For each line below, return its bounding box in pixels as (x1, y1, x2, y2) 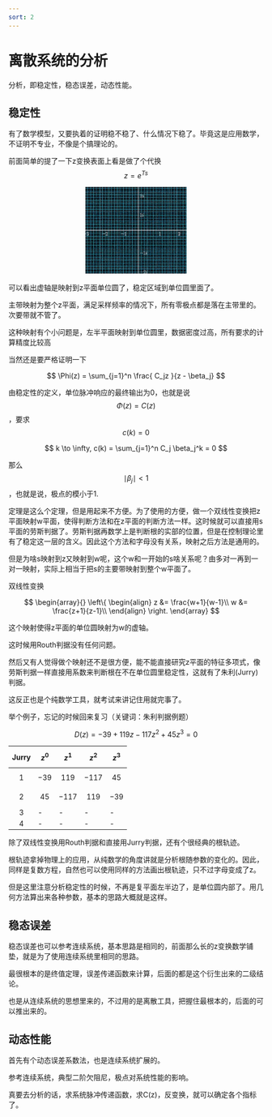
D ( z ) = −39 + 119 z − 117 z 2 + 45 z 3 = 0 (74, 728, 198, 739)
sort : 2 (8, 13, 35, 21)
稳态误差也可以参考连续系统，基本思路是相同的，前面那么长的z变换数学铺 (8, 941, 253, 952)
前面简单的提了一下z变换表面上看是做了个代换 (8, 156, 162, 166)
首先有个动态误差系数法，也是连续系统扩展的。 (8, 1055, 164, 1065)
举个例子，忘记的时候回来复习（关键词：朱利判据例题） (8, 712, 193, 721)
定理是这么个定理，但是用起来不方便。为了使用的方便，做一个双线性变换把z (8, 507, 261, 516)
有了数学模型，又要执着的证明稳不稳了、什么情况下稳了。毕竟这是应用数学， (8, 129, 264, 139)
